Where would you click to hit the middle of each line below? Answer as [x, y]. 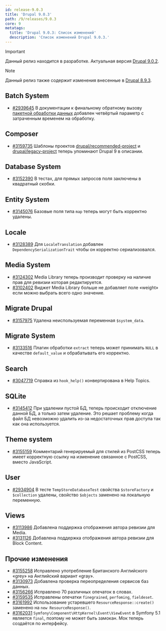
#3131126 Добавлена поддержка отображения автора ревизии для [83, 538]
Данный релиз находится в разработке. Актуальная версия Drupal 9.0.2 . [82, 61]
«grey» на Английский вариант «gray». [53, 576]
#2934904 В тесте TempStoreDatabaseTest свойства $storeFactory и [83, 489]
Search [17, 369]
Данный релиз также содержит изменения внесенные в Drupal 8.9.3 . [79, 80]
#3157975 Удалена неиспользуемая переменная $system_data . [78, 320]
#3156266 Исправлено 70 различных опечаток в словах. [72, 592]
